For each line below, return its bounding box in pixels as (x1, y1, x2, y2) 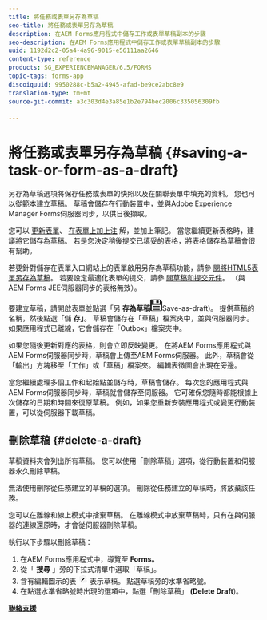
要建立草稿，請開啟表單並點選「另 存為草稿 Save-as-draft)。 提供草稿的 (8, 304, 255, 313)
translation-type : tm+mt (8, 89, 91, 97)
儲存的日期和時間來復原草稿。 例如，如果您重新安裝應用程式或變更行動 (14, 397, 249, 408)
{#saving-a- (165, 144, 249, 162)
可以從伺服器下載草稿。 (22, 408, 100, 417)
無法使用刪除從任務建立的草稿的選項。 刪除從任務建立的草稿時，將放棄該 (8, 483, 249, 493)
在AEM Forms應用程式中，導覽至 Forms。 (19, 554, 159, 564)
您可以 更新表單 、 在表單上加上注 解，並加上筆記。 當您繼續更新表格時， (8, 226, 248, 236)
